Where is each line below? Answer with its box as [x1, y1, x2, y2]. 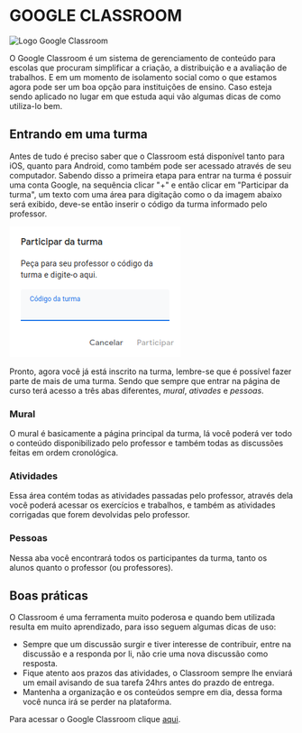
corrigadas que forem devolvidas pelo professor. [9, 509, 191, 520]
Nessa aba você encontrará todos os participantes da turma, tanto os [9, 552, 268, 563]
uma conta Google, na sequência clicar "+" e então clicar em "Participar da [9, 179, 289, 190]
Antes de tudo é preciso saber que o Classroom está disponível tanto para [9, 151, 286, 161]
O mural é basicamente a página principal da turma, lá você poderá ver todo [9, 428, 293, 439]
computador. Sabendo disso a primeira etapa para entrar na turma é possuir [9, 170, 292, 180]
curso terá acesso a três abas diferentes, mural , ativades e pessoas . [9, 385, 264, 396]
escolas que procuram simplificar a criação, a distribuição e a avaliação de [9, 62, 288, 73]
